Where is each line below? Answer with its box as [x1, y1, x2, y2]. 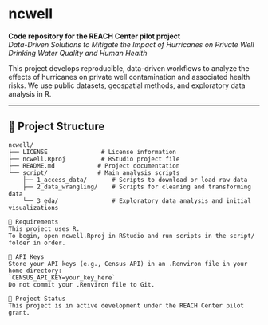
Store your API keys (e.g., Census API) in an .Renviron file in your [8, 260, 248, 268]
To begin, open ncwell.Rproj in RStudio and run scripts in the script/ [8, 232, 255, 240]
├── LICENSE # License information [8, 148, 177, 156]
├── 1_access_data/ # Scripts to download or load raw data [22, 176, 248, 184]
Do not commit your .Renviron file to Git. [8, 280, 156, 288]
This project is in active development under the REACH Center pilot [8, 301, 245, 310]
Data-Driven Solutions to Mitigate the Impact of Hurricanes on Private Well [8, 39, 254, 49]
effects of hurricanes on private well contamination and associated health [8, 72, 250, 81]
